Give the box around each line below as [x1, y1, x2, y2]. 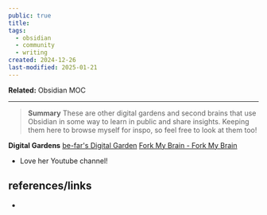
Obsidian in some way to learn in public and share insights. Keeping [27, 116, 250, 126]
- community [15, 41, 56, 49]
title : [8, 19, 30, 27]
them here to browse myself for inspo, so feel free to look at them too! [27, 125, 257, 135]
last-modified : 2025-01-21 [8, 64, 98, 72]
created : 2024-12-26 [8, 57, 77, 64]
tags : [8, 26, 26, 34]
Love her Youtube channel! [19, 156, 109, 166]
